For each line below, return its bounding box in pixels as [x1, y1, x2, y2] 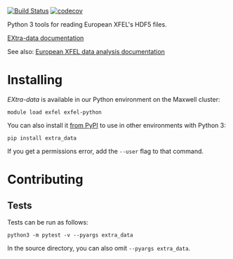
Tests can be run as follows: [7, 218, 89, 226]
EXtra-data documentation [7, 34, 84, 42]
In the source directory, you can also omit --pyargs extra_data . [7, 244, 191, 252]
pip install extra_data [7, 134, 77, 142]
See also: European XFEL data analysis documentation [7, 48, 165, 55]
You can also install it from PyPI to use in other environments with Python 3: [7, 121, 226, 129]
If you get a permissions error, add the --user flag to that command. [7, 147, 204, 155]
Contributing [7, 172, 84, 187]
